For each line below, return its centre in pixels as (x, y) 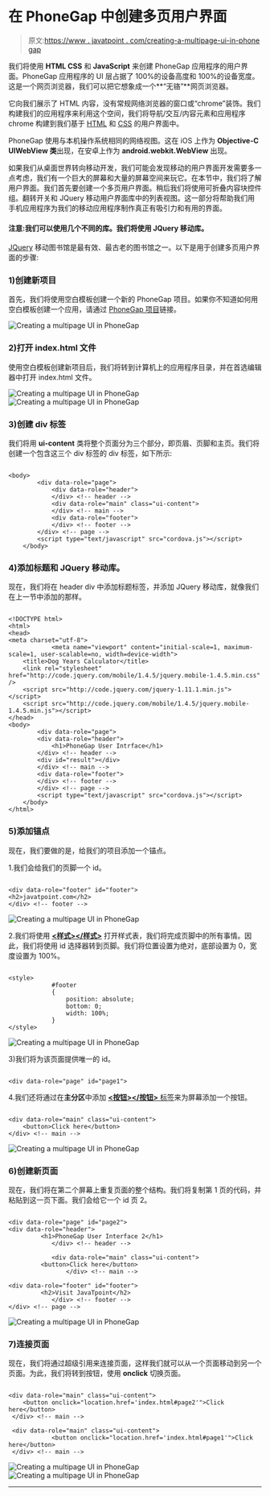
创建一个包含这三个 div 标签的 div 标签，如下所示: (90, 454)
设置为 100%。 (40, 955)
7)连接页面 (29, 1344)
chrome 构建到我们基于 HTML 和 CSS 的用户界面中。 (96, 123)
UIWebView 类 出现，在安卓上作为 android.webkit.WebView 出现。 (120, 151)
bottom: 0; (84, 1006)
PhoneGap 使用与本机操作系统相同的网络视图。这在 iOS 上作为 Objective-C (134, 140)
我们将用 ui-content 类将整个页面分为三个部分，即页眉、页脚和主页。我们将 (134, 443)
